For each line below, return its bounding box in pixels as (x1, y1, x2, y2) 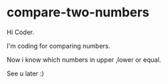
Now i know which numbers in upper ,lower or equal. (6, 55, 162, 64)
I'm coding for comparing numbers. (6, 41, 111, 50)
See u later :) (6, 69, 44, 78)
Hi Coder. (6, 28, 35, 36)
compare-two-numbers (6, 4, 150, 21)
